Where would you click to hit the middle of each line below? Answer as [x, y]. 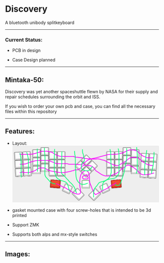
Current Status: [24, 40]
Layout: [20, 143]
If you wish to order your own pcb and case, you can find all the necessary [80, 107]
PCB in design [26, 50]
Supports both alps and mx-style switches [55, 234]
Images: [18, 254]
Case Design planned [34, 60]
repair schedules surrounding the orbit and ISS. [53, 97]
